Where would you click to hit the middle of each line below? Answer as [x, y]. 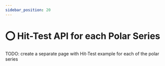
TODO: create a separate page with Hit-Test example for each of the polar [82, 53]
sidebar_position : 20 [28, 10]
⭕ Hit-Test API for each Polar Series [83, 36]
